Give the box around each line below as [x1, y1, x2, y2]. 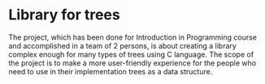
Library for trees [8, 6, 120, 24]
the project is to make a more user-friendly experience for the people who [8, 58, 257, 68]
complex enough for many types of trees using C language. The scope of [8, 49, 254, 59]
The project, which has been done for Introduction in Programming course [8, 32, 258, 42]
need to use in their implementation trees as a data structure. [8, 66, 213, 76]
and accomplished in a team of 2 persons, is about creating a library [8, 40, 237, 50]
